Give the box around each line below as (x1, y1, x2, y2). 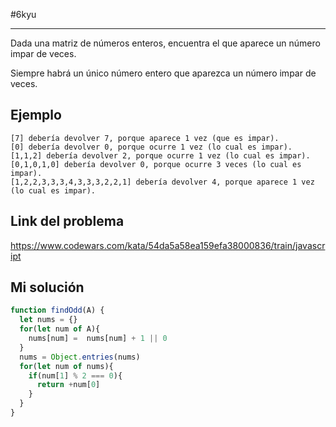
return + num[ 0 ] (36, 380, 101, 390)
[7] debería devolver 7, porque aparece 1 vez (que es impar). (10, 133, 280, 143)
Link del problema (10, 213, 125, 230)
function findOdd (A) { (10, 305, 105, 316)
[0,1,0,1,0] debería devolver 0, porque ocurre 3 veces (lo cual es (10, 159, 302, 169)
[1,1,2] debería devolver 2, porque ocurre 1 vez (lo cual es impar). (10, 150, 311, 161)
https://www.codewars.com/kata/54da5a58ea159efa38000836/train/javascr (10, 239, 326, 251)
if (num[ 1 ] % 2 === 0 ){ (28, 370, 123, 381)
